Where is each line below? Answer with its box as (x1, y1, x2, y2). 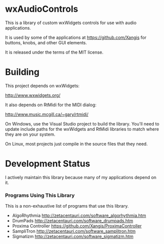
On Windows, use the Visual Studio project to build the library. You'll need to (5, 121, 160, 126)
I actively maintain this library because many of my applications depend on (5, 174, 157, 180)
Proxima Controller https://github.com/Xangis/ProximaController (12, 223, 142, 229)
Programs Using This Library (5, 192, 75, 199)
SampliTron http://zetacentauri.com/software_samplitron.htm (12, 228, 136, 234)
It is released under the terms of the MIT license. (5, 49, 104, 55)
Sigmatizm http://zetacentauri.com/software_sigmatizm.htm (12, 234, 134, 240)
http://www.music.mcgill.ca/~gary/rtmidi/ (5, 111, 89, 117)
